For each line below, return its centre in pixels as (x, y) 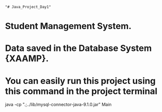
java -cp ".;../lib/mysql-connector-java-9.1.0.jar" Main (58, 105)
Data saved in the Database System (79, 48)
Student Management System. (68, 26)
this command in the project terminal (81, 91)
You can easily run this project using (81, 81)
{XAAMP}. (27, 59)
